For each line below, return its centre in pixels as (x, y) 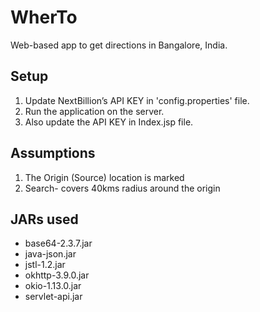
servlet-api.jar (53, 297)
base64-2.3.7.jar (58, 243)
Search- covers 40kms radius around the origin (122, 188)
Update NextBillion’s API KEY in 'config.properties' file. (137, 100)
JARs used (44, 219)
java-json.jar (50, 254)
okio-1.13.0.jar (53, 286)
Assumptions (53, 153)
